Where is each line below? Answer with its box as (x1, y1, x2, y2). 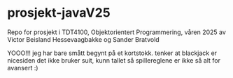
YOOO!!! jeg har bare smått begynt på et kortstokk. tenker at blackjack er (7, 49, 218, 57)
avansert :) (7, 63, 38, 72)
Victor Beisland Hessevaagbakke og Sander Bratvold (7, 35, 160, 43)
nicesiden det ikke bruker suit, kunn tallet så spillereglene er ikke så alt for (7, 56, 220, 64)
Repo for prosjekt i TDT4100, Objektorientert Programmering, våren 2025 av (7, 28, 226, 36)
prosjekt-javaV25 (7, 5, 111, 21)
